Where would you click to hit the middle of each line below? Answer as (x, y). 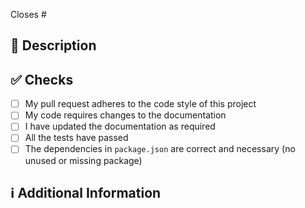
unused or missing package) (83, 160)
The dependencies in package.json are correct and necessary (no (160, 149)
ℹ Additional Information (86, 192)
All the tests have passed (76, 138)
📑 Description (53, 45)
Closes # (28, 14)
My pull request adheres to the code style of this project (140, 104)
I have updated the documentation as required (120, 126)
